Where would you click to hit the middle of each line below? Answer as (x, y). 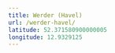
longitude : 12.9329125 (45, 37)
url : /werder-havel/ (42, 23)
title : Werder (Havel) (45, 15)
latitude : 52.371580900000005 (58, 30)
